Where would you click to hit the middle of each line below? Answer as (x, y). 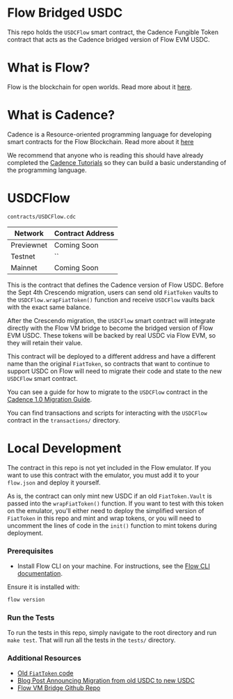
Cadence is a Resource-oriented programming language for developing (110, 134)
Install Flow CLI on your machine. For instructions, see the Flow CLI (113, 566)
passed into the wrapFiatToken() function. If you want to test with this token (115, 503)
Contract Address (85, 233)
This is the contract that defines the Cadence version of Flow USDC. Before (115, 285)
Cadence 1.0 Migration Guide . (50, 399)
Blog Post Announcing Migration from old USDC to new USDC (106, 681)
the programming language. (47, 170)
